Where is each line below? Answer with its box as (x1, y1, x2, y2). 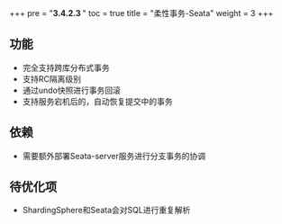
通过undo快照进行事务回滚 (22, 85, 122, 95)
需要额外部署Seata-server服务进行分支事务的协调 (22, 150, 205, 161)
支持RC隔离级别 (22, 73, 82, 84)
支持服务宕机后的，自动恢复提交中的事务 (22, 95, 173, 106)
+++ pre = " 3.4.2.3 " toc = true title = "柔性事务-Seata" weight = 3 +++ (9, 8, 274, 18)
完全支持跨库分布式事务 (22, 62, 110, 73)
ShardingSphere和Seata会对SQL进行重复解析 (22, 205, 191, 216)
